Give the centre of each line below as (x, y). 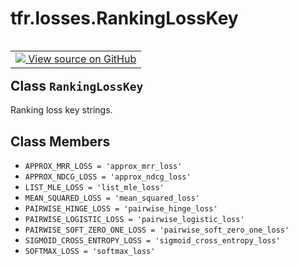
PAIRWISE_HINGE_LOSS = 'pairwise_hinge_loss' (121, 209)
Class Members (60, 141)
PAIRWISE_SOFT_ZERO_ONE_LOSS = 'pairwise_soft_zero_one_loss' (157, 230)
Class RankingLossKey (77, 85)
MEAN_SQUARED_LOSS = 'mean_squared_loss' (112, 198)
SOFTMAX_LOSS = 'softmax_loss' (90, 252)
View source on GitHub (82, 59)
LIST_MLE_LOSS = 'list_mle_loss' (94, 188)
